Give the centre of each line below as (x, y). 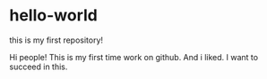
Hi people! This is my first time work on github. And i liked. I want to (133, 57)
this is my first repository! (56, 40)
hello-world (54, 16)
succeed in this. (39, 67)
